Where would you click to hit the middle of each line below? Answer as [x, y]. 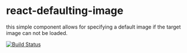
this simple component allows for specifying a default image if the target [93, 27]
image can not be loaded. [37, 33]
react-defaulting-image [65, 11]
